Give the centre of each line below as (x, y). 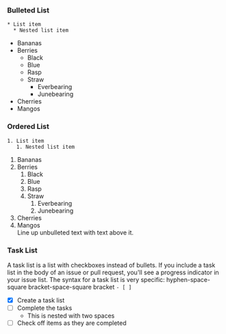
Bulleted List (28, 10)
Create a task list (41, 300)
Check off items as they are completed (72, 323)
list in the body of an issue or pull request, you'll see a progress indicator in (113, 272)
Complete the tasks (45, 308)
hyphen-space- (188, 279)
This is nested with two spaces (71, 316)
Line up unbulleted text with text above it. (75, 232)
